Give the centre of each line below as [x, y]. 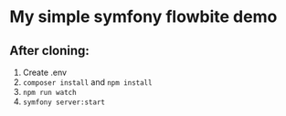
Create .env [44, 72]
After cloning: [49, 51]
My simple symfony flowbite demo [143, 17]
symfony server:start [64, 102]
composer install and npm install [87, 82]
